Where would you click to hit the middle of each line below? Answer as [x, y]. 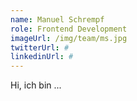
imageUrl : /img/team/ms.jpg [69, 38]
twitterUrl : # [40, 47]
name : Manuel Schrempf [57, 19]
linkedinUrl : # [42, 57]
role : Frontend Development [69, 29]
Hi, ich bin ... [36, 85]
